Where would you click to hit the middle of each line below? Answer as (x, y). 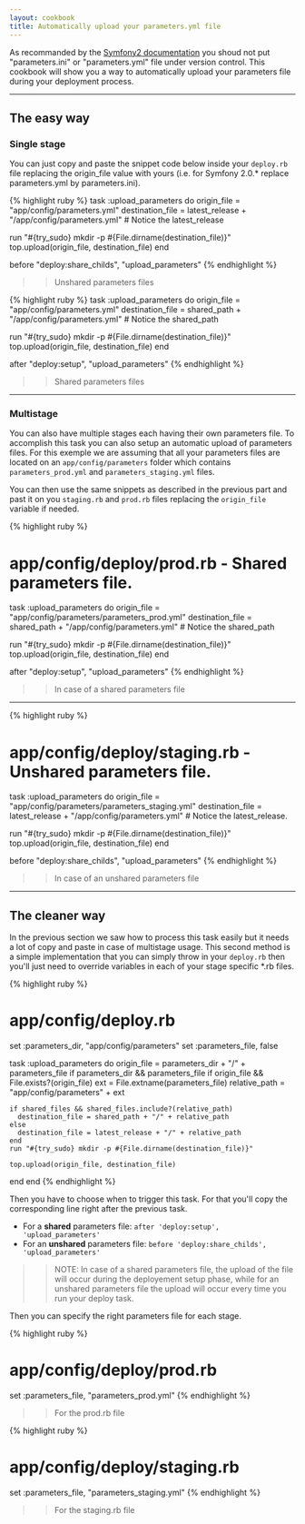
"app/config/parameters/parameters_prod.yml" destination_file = (131, 618)
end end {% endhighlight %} (63, 1182)
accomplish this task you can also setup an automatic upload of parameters (151, 443)
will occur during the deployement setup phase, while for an (167, 1279)
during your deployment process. (72, 81)
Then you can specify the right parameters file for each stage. (126, 1316)
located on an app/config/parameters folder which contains (120, 462)
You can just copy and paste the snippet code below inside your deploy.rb (149, 163)
